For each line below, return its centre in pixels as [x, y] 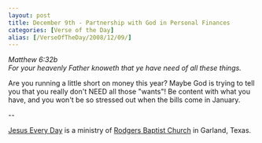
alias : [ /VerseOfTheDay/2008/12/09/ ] [70, 37]
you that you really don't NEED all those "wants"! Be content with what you [129, 92]
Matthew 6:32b [33, 60]
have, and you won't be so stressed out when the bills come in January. [124, 100]
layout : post [30, 15]
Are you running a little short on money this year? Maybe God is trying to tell [131, 83]
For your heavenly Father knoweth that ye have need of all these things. [125, 68]
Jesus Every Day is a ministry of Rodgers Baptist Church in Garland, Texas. [130, 130]
